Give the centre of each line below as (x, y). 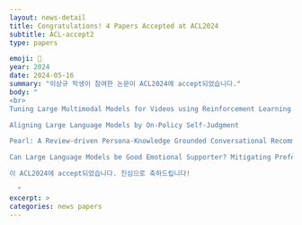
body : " (24, 92)
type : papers (34, 43)
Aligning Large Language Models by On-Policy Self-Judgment (124, 125)
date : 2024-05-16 (42, 76)
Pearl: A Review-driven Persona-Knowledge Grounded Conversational (138, 141)
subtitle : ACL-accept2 (52, 34)
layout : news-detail (48, 17)
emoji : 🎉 (26, 59)
